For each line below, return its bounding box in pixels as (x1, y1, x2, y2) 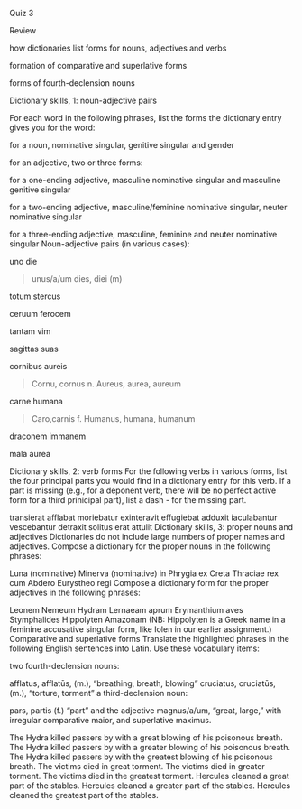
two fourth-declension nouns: (9, 661, 120, 671)
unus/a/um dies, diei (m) (31, 274, 123, 284)
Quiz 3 (9, 8, 34, 18)
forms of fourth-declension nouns (9, 78, 135, 88)
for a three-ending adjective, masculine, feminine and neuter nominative (9, 229, 278, 239)
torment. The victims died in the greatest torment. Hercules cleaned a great (9, 771, 290, 781)
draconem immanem (9, 431, 87, 442)
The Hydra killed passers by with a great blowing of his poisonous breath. (9, 732, 283, 743)
